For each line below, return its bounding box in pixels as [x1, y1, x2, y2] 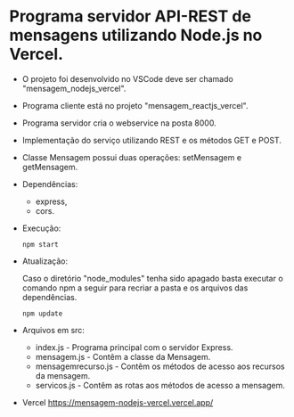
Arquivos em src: [21, 324, 85, 335]
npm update [21, 309, 63, 318]
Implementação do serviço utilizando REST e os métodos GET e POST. [21, 135, 282, 145]
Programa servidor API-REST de [9, 6, 252, 27]
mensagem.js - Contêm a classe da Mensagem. [35, 351, 211, 362]
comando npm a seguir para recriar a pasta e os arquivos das [21, 282, 249, 293]
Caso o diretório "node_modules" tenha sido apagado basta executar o [21, 273, 283, 283]
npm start [21, 240, 60, 249]
